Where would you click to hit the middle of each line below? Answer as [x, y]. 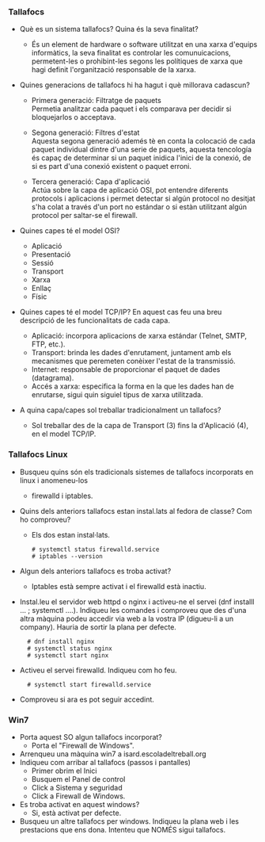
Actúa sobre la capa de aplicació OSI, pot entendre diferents [130, 190]
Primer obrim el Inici [64, 771]
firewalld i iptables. [62, 496]
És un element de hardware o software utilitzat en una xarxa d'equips [144, 44]
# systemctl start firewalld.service [89, 684]
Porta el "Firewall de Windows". [83, 745]
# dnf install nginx [61, 641]
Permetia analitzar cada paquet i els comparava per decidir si [131, 109]
